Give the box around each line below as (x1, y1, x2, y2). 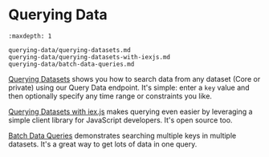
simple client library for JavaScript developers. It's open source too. (8, 115, 233, 125)
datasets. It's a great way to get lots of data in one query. (8, 139, 198, 149)
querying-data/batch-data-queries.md (8, 60, 135, 68)
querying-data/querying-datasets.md (8, 46, 131, 54)
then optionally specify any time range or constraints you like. (8, 91, 213, 101)
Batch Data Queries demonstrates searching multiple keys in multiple (8, 131, 237, 140)
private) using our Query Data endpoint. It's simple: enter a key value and (8, 83, 251, 92)
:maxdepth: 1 (8, 32, 52, 40)
